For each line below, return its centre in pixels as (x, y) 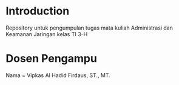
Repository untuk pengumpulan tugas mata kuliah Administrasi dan (89, 28)
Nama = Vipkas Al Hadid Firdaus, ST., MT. (58, 75)
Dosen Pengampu (52, 59)
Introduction (38, 11)
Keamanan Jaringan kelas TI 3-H (47, 34)
